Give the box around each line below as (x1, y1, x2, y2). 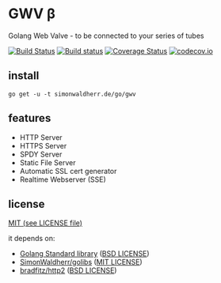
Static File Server (19, 157, 77, 167)
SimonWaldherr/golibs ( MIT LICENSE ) (19, 258, 143, 267)
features (8, 111, 51, 125)
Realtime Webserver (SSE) (19, 175, 107, 184)
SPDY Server (19, 149, 63, 159)
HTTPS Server (19, 141, 67, 150)
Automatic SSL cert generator (19, 166, 117, 175)
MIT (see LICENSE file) (8, 218, 83, 228)
